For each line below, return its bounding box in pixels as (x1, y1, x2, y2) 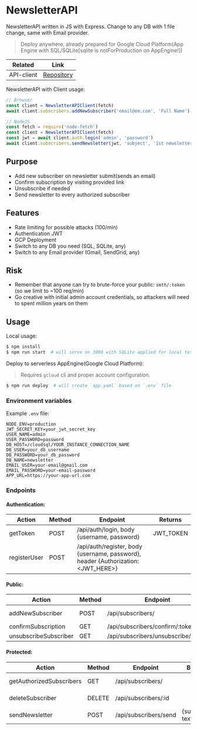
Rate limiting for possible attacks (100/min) (14, 224, 118, 231)
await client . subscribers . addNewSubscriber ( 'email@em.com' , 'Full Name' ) (6, 108, 191, 114)
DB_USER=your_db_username (6, 447, 69, 453)
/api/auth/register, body (77, 543, 142, 551)
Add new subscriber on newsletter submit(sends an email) (14, 172, 156, 179)
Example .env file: (6, 410, 49, 417)
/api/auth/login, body (77, 526, 135, 534)
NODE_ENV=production (6, 421, 57, 428)
